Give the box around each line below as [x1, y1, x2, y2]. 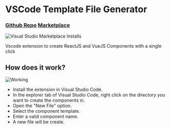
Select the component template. [12, 108, 81, 114]
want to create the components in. [12, 98, 85, 104]
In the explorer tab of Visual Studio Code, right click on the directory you [12, 92, 165, 98]
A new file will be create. [12, 119, 65, 125]
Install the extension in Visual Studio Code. [12, 86, 103, 92]
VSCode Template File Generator [5, 4, 148, 15]
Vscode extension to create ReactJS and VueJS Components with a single [5, 43, 162, 49]
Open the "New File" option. [12, 103, 72, 109]
